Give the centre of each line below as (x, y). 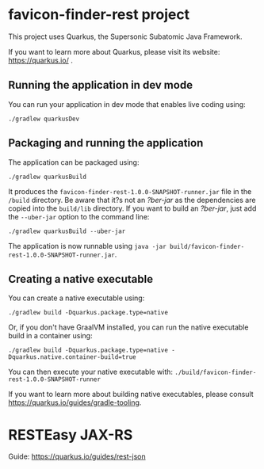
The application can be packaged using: (74, 162)
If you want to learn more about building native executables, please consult (131, 395)
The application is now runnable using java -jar (87, 246)
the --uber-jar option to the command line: (79, 216)
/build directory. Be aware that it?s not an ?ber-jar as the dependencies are (132, 200)
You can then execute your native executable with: (90, 372)
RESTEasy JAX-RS (71, 435)
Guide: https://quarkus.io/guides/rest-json (77, 456)
